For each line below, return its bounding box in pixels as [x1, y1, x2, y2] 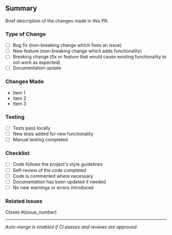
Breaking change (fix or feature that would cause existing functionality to [12, 54, 167, 60]
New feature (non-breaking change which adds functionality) [12, 48, 142, 54]
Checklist [5, 149, 30, 157]
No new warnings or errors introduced [12, 184, 94, 190]
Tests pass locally [12, 125, 51, 131]
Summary [5, 4, 37, 13]
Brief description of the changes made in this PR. [5, 17, 109, 24]
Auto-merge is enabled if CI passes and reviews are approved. [5, 224, 138, 230]
